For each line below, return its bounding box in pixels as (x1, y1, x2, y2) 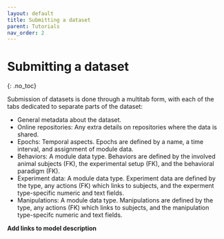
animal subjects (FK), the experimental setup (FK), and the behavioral (17, 160, 214, 168)
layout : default (7, 10, 54, 17)
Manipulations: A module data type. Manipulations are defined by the (17, 196, 214, 205)
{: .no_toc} (7, 82, 37, 90)
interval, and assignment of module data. (17, 145, 134, 154)
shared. (17, 130, 39, 138)
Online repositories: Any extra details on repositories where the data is (17, 123, 217, 132)
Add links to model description (7, 225, 97, 233)
